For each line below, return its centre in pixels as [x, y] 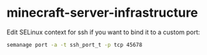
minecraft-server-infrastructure [102, 13]
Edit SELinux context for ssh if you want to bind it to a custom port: [103, 32]
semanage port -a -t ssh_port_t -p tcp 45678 [74, 45]
